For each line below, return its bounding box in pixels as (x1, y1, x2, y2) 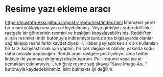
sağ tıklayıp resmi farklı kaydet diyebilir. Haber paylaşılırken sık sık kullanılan (5, 40, 158, 46)
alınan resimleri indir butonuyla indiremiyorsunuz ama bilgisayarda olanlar (5, 35, 153, 41)
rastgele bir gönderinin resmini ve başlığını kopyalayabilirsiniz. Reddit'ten (5, 30, 152, 36)
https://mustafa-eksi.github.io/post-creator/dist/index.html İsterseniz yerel (5, 19, 155, 25)
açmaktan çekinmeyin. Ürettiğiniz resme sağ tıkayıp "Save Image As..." (5, 61, 148, 67)
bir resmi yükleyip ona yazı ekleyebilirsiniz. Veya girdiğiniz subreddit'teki (5, 24, 151, 30)
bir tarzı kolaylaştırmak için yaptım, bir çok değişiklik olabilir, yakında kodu (5, 45, 154, 51)
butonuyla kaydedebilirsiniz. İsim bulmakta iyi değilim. (5, 66, 114, 72)
